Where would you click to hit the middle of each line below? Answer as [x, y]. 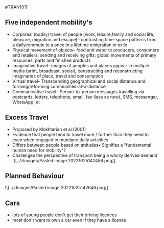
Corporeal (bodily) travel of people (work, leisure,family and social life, [83, 34]
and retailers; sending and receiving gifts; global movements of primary [84, 55]
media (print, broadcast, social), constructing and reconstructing [77, 71]
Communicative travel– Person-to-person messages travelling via [78, 91]
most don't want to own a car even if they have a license [69, 220]
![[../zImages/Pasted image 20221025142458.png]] [64, 160]
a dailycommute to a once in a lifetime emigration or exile [70, 45]
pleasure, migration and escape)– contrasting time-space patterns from [84, 39]
